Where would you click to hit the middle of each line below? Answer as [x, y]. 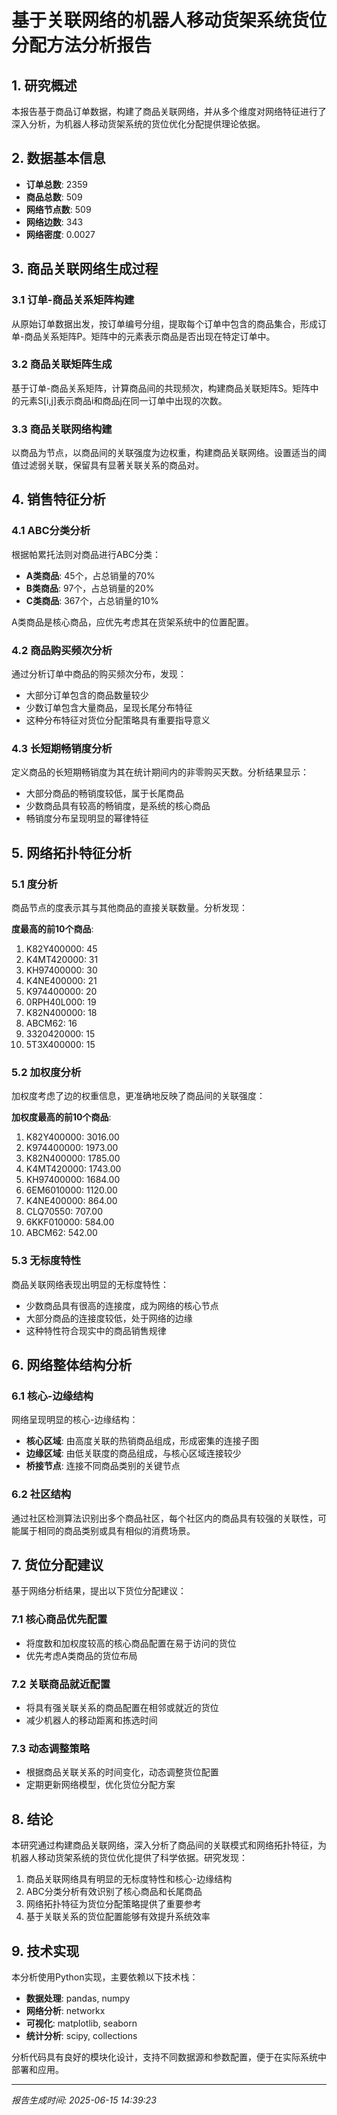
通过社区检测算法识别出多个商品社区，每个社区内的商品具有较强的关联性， [164, 1518]
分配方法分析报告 [82, 45]
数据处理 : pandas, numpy [78, 1998]
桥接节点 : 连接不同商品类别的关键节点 [103, 1466]
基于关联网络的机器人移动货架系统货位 [169, 20]
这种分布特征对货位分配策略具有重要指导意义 [118, 720]
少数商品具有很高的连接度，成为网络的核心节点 [122, 1305]
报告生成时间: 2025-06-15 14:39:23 [84, 2100]
